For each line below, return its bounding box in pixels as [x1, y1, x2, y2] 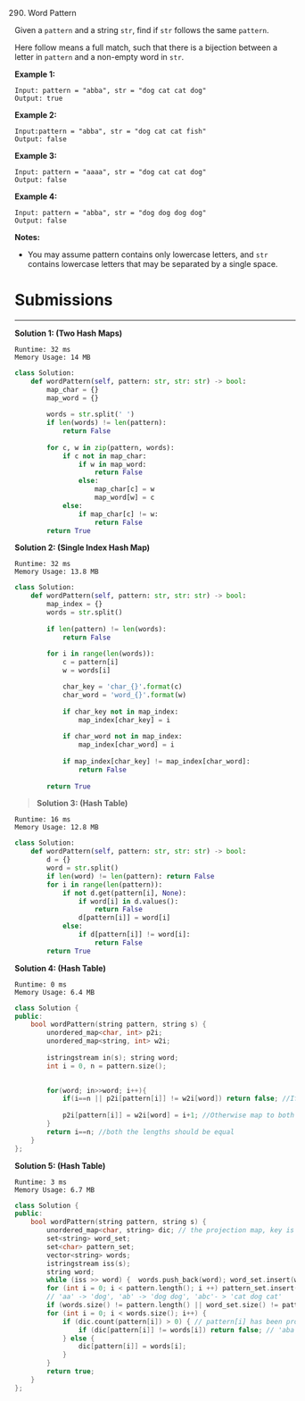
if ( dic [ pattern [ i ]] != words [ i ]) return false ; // [78, 1325, 275, 1334]
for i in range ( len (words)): [46, 649, 155, 659]
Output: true [14, 94, 63, 103]
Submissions [14, 290, 113, 311]
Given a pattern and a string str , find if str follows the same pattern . [14, 25, 270, 35]
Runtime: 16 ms [14, 815, 71, 824]
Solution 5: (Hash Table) [14, 1160, 106, 1171]
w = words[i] [62, 666, 111, 675]
